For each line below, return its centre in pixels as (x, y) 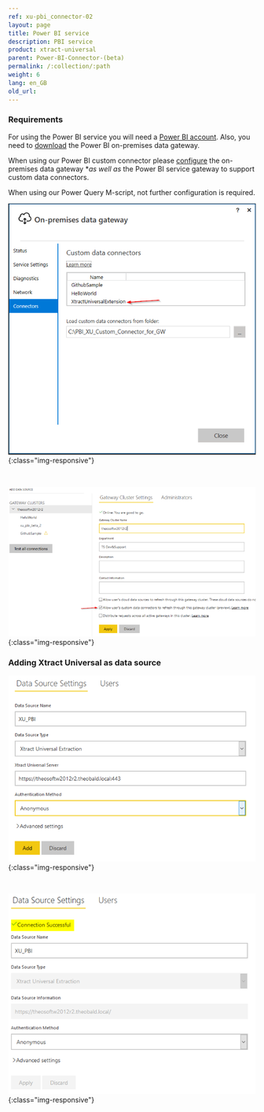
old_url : (22, 91)
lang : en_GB (27, 83)
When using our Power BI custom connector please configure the (114, 160)
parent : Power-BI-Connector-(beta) (66, 58)
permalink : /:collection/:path (59, 67)
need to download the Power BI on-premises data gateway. (104, 145)
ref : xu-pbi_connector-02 (50, 17)
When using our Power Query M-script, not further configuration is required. (132, 192)
